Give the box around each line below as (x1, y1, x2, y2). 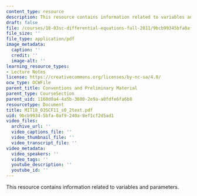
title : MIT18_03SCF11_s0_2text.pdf (6, 107, 93, 113)
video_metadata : (6, 145, 46, 151)
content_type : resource (6, 8, 64, 15)
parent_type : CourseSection (6, 91, 75, 97)
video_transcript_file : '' (11, 139, 77, 146)
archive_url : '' (11, 124, 51, 129)
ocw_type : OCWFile (6, 80, 51, 86)
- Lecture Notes (6, 69, 46, 75)
